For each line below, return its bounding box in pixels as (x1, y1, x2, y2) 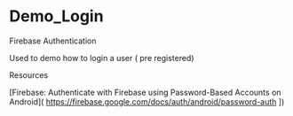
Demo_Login (9, 6, 104, 27)
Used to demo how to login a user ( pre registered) (9, 52, 194, 63)
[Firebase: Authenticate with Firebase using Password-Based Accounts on (9, 87, 281, 97)
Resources (9, 69, 49, 81)
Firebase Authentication (9, 35, 97, 46)
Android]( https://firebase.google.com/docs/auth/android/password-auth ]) (9, 96, 285, 107)
